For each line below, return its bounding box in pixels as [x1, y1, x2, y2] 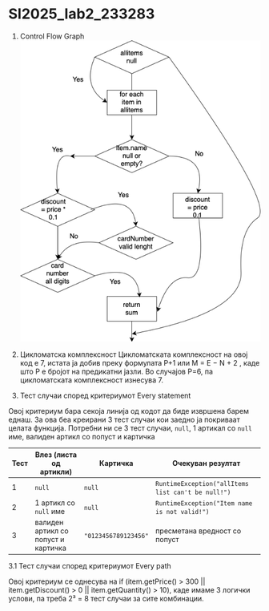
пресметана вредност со [155, 526, 242, 536]
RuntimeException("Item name [155, 500, 253, 508]
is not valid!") [155, 508, 210, 516]
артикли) [39, 467, 72, 476]
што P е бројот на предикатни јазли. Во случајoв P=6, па [19, 366, 214, 377]
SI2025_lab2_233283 [8, 5, 155, 23]
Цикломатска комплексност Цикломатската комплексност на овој [19, 350, 248, 359]
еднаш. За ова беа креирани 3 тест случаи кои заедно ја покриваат [8, 415, 240, 425]
